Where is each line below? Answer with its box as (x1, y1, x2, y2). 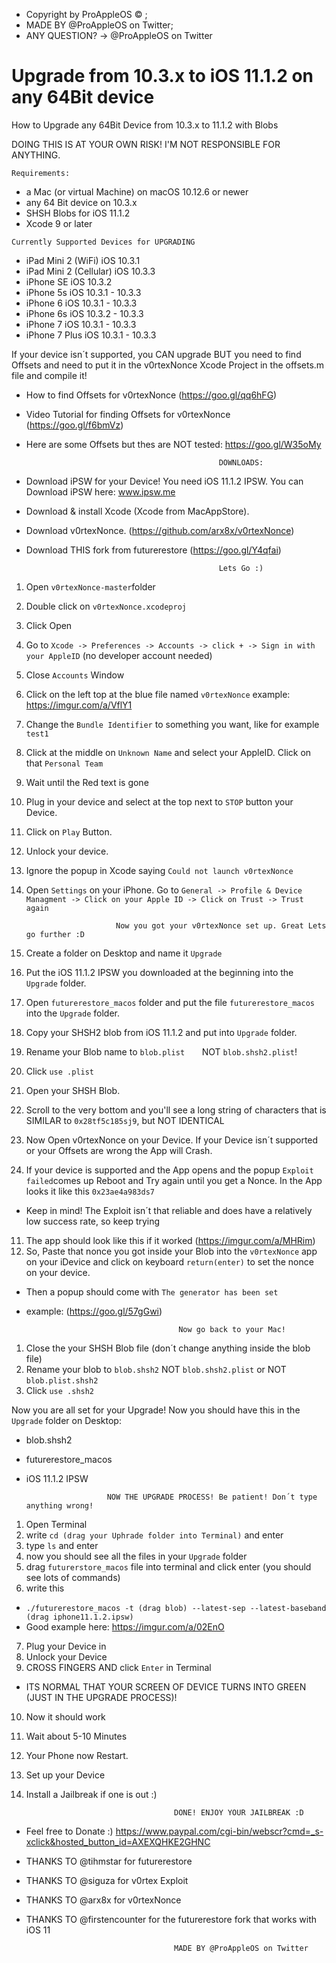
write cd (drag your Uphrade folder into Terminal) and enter (25, 1529, 284, 1541)
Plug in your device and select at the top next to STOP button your (25, 795, 294, 808)
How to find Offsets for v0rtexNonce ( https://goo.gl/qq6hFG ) (25, 389, 278, 401)
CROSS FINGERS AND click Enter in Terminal (25, 1661, 212, 1673)
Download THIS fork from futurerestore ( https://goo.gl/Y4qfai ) (25, 544, 282, 556)
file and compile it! (11, 369, 88, 381)
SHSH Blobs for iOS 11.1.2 (25, 207, 131, 219)
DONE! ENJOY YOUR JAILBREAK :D (174, 1807, 304, 1818)
